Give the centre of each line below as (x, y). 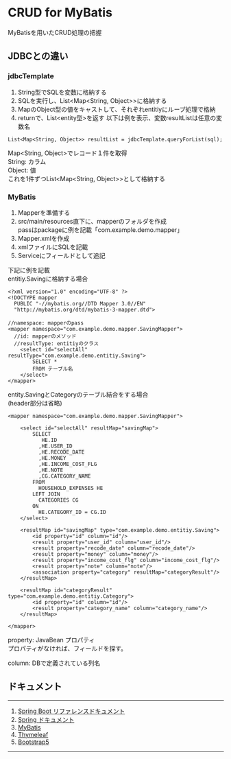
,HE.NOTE (51, 470)
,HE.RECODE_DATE (61, 452)
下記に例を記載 (29, 270)
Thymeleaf (33, 734)
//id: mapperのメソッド (45, 336)
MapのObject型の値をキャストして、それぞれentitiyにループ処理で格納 (117, 109)
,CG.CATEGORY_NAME (64, 476)
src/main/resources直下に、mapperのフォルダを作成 (92, 221)
